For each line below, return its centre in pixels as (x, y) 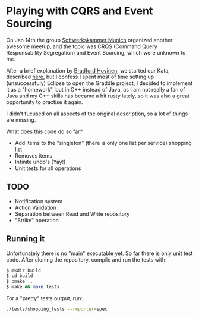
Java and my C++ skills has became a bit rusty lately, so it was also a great (98, 96)
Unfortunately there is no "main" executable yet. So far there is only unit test (99, 253)
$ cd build (20, 276)
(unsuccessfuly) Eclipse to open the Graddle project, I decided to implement (99, 83)
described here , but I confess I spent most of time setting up (80, 77)
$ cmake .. (20, 281)
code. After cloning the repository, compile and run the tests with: (86, 259)
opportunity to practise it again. (45, 102)
